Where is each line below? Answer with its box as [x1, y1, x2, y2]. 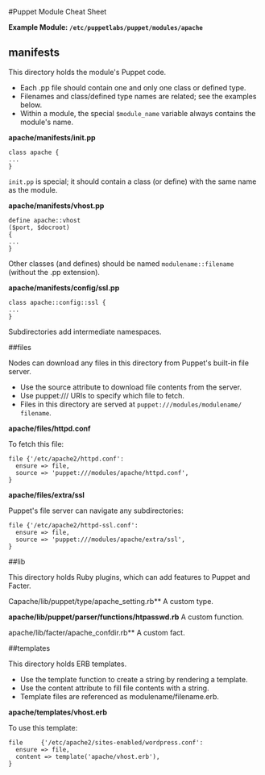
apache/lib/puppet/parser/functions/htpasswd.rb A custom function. [8, 612, 244, 622]
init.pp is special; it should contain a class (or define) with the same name [8, 177, 257, 186]
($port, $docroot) [8, 223, 70, 231]
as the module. [8, 185, 58, 194]
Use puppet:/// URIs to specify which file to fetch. [19, 390, 185, 400]
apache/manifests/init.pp [8, 132, 96, 142]
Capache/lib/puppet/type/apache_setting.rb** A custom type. [8, 596, 213, 606]
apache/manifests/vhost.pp [8, 201, 105, 210]
